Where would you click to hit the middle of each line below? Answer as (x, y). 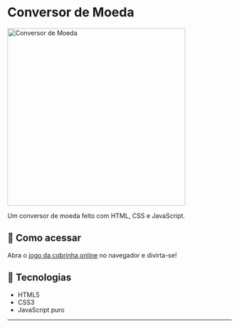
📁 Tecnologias (39, 278)
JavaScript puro (41, 310)
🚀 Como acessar (44, 238)
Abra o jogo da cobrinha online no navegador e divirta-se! (92, 255)
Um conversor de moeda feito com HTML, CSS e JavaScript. (96, 215)
